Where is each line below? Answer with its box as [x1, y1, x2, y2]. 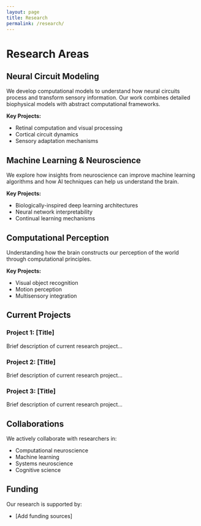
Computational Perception [6, 233, 109, 243]
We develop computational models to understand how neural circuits [6, 87, 180, 95]
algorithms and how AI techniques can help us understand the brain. [6, 178, 179, 185]
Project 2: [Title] [6, 357, 56, 366]
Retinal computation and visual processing [15, 124, 123, 132]
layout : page [6, 9, 40, 15]
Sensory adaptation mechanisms [15, 137, 99, 145]
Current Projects [6, 310, 71, 320]
